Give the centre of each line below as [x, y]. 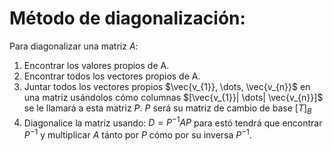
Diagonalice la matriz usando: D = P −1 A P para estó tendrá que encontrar [173, 122]
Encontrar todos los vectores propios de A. [112, 76]
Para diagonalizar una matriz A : [74, 46]
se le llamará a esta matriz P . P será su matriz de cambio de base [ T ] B [167, 109]
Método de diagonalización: [127, 18]
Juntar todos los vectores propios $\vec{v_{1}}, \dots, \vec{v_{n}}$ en [167, 86]
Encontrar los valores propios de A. [96, 65]
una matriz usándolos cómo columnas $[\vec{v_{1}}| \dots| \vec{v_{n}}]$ [173, 97]
